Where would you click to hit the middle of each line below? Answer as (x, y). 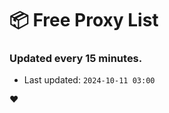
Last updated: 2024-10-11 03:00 (89, 80)
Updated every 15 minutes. (76, 59)
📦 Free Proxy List (84, 20)
